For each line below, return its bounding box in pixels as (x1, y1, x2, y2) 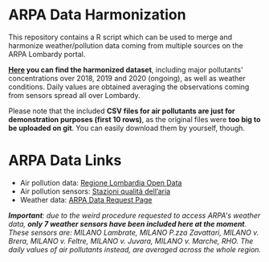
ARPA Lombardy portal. (8, 49, 86, 59)
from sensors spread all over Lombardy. (8, 90, 141, 100)
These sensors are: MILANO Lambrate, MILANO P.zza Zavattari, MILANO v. (8, 227, 259, 237)
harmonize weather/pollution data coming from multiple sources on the (8, 40, 243, 50)
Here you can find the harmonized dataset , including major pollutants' (8, 64, 243, 74)
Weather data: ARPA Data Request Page (19, 194, 153, 204)
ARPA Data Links (8, 151, 122, 170)
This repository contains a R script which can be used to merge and (8, 32, 233, 42)
